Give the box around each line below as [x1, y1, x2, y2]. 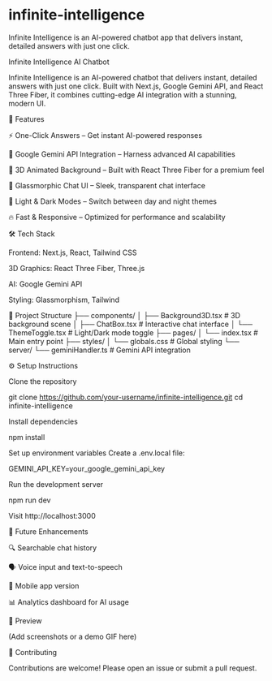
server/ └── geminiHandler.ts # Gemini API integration [8, 345, 191, 355]
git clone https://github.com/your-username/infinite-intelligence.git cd [8, 392, 244, 402]
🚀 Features [8, 114, 45, 123]
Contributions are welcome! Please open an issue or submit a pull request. [8, 663, 257, 673]
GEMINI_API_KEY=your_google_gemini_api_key [8, 463, 165, 473]
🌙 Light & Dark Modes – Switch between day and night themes [8, 196, 218, 206]
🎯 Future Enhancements [8, 526, 89, 537]
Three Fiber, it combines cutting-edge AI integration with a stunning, [8, 89, 237, 99]
